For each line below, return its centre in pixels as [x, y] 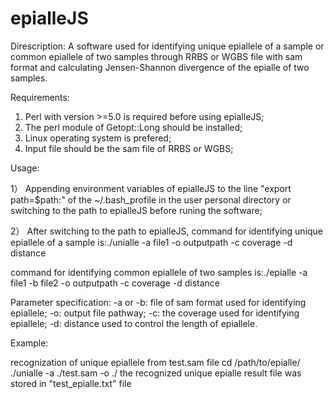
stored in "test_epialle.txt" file [71, 383]
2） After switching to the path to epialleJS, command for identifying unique [167, 231]
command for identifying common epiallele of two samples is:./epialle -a [159, 272]
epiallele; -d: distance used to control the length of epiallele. [134, 323]
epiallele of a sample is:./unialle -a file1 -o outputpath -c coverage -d [151, 242]
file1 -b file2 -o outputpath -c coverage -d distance [115, 283]
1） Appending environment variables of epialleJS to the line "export [151, 188]
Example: [29, 343]
